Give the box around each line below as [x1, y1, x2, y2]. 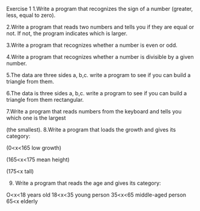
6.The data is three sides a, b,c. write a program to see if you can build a [6, 90, 187, 96]
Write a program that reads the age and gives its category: [15, 179, 161, 187]
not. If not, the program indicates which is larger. [6, 30, 128, 37]
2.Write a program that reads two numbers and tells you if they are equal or [6, 24, 195, 30]
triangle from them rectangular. [6, 96, 84, 103]
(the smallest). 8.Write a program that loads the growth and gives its [6, 126, 176, 133]
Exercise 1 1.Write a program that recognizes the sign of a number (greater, [6, 5, 193, 12]
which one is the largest [6, 115, 66, 121]
